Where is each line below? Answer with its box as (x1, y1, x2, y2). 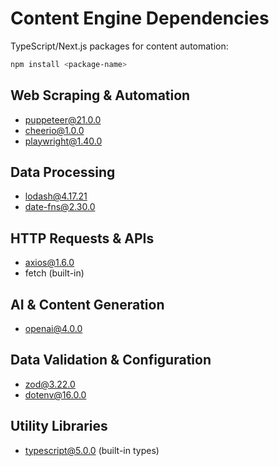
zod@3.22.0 (24, 378, 76, 390)
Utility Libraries (10, 418, 108, 435)
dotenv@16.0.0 (24, 388, 87, 401)
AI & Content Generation (10, 296, 165, 313)
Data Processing (10, 164, 116, 181)
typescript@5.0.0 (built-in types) (24, 444, 160, 456)
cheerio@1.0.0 (24, 124, 85, 136)
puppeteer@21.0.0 (24, 113, 102, 126)
